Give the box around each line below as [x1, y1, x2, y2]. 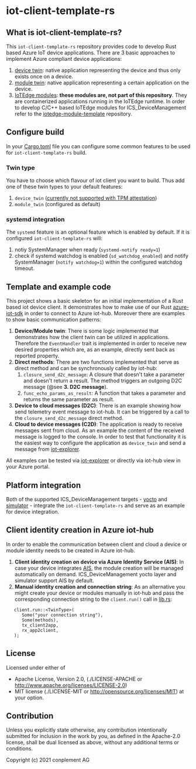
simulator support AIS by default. [14, 577, 95, 584]
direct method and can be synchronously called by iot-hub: [14, 365, 158, 372]
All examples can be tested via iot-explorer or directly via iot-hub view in [6, 457, 181, 464]
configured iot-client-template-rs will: [6, 235, 102, 242]
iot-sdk [6, 310, 23, 317]
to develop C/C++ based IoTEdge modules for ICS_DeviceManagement [14, 104, 187, 111]
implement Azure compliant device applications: [6, 56, 122, 62]
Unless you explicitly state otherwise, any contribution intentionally [6, 726, 167, 733]
